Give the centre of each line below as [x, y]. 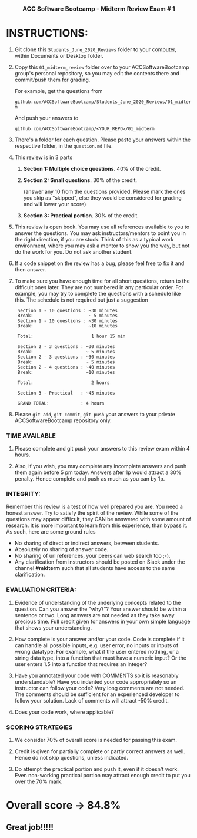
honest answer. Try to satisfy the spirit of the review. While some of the [92, 513]
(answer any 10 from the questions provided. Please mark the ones [104, 191]
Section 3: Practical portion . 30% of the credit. [81, 215]
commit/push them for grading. [52, 80]
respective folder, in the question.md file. [64, 145]
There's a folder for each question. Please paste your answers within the [103, 140]
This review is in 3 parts [44, 157]
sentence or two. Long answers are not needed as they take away [94, 615]
